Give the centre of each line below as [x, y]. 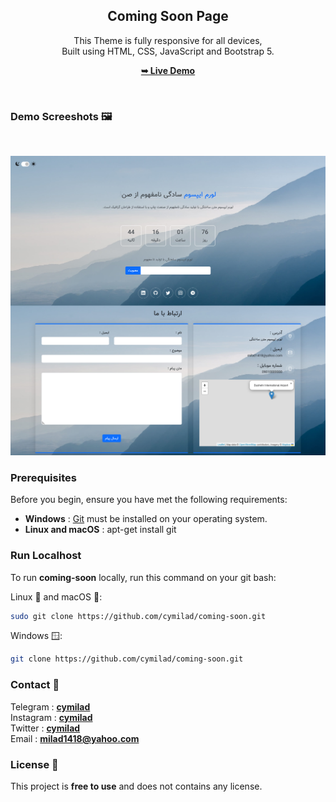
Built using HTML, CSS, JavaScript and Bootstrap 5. [168, 51]
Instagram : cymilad [51, 717]
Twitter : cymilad [45, 728]
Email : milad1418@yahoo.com [75, 738]
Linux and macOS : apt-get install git [100, 530]
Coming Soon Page [168, 16]
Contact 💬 [35, 685]
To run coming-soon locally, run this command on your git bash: [143, 577]
